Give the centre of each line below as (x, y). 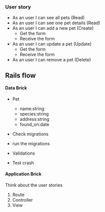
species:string (34, 114)
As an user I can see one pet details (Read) (56, 23)
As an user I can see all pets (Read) (49, 18)
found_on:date (34, 124)
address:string (34, 119)
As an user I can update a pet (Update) (52, 44)
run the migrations (31, 143)
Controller (23, 200)
